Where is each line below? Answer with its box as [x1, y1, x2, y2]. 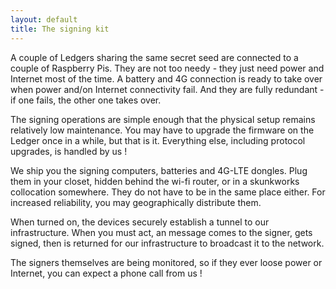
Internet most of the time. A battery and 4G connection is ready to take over [10, 72, 323, 85]
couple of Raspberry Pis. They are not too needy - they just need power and [10, 62, 325, 74]
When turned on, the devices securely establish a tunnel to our [10, 216, 270, 228]
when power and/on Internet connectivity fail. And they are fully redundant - [10, 83, 325, 95]
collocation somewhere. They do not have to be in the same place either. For [10, 186, 326, 198]
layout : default [10, 14, 78, 25]
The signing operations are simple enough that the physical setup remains [10, 113, 316, 125]
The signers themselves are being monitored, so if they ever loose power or [10, 256, 323, 268]
